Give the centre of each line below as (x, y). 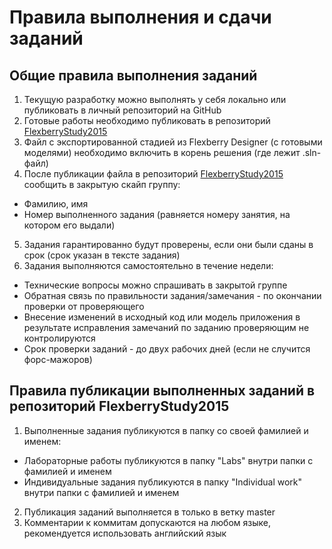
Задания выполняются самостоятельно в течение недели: (148, 265)
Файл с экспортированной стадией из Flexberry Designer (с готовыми (173, 142)
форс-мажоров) (58, 359)
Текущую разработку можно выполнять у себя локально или (155, 99)
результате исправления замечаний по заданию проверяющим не (166, 327)
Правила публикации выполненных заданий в (162, 391)
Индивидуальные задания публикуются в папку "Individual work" (163, 482)
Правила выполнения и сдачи (140, 17)
